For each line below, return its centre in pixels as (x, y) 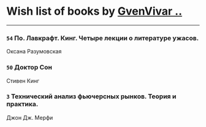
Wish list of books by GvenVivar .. (94, 11)
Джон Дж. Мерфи (30, 117)
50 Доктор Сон (29, 67)
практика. (22, 104)
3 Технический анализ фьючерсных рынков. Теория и (91, 96)
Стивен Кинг (23, 80)
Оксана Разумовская (34, 52)
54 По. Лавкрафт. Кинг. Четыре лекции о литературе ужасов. (103, 38)
